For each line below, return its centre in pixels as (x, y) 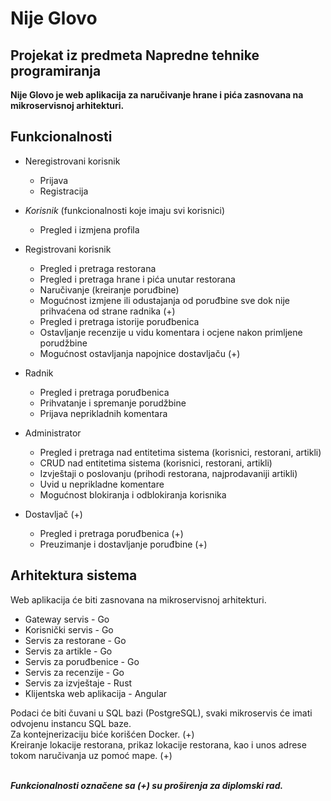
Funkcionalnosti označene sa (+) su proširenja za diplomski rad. (147, 785)
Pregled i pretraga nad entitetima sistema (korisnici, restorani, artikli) (180, 452)
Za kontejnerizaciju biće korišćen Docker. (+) (102, 734)
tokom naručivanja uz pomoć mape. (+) (91, 755)
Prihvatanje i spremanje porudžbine (113, 403)
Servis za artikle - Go (68, 651)
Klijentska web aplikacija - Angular (96, 693)
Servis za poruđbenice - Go (82, 661)
